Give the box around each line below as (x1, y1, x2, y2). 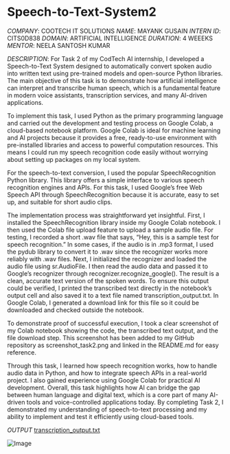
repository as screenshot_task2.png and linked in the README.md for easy (7, 341, 219, 349)
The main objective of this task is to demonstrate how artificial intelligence (7, 76, 218, 84)
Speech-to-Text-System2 (7, 4, 157, 20)
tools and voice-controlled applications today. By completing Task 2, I (26, 398, 224, 406)
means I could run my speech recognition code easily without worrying (7, 148, 208, 156)
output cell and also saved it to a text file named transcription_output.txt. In (7, 291, 219, 299)
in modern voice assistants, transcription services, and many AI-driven (7, 91, 207, 99)
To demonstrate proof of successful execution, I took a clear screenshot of (7, 319, 219, 327)
